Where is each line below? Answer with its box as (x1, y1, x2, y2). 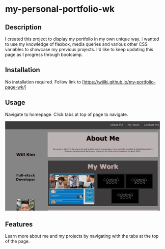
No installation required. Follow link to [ (5, 79, 84, 84)
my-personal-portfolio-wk (5, 3, 115, 15)
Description (5, 23, 42, 31)
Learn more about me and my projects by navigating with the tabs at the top (5, 233, 159, 239)
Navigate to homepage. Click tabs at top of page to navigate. (5, 111, 129, 117)
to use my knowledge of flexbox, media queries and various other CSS (5, 41, 148, 47)
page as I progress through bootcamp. (5, 52, 83, 57)
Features (5, 220, 33, 228)
